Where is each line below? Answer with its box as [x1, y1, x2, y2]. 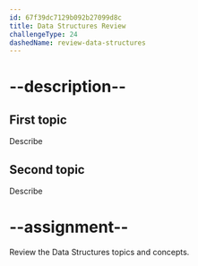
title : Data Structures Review [9, 21, 126, 30]
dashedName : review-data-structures [9, 38, 146, 47]
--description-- [9, 77, 127, 97]
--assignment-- [9, 217, 129, 237]
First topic [9, 112, 67, 127]
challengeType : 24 [9, 30, 78, 39]
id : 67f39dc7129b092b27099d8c [9, 13, 123, 22]
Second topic [9, 162, 85, 177]
